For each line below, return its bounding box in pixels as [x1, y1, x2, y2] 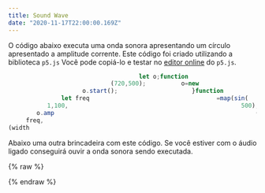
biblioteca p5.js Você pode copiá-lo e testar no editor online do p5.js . [8, 57, 237, 67]
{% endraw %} [8, 176, 57, 186]
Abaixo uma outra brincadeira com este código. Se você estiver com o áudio [8, 138, 257, 147]
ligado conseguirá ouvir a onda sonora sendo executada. [8, 147, 193, 156]
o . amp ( [36, 109, 259, 117]
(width [8, 124, 30, 132]
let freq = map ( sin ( [61, 95, 248, 102]
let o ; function [138, 72, 189, 80]
